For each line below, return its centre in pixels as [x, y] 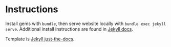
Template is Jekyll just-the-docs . [40, 39]
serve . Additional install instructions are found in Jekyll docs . [69, 29]
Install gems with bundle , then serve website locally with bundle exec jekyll [86, 24]
